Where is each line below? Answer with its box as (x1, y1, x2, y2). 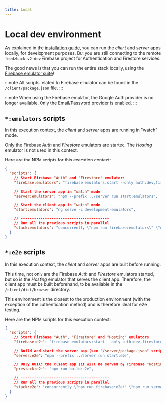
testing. (5, 307, 21, 313)
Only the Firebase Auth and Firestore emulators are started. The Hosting (5, 142, 152, 148)
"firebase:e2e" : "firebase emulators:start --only (14, 339, 121, 345)
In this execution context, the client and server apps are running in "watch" (5, 127, 158, 133)
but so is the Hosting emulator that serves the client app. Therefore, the (5, 276, 151, 282)
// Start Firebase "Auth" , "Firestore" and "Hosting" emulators (14, 335, 149, 340)
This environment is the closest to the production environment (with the (5, 296, 151, 302)
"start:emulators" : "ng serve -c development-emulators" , (14, 207, 136, 212)
